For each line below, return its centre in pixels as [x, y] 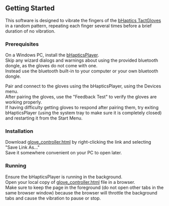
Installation [19, 131]
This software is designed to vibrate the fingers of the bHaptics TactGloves [83, 20]
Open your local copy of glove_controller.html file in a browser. [70, 182]
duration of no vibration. [30, 31]
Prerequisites [22, 44]
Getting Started [30, 8]
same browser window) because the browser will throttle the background [81, 192]
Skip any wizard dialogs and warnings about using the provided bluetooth [82, 60]
